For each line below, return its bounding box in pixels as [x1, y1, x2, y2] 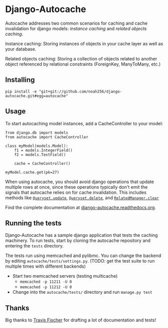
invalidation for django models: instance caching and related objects [5, 25, 147, 31]
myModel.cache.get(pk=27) [5, 170, 59, 175]
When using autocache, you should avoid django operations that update [5, 179, 154, 185]
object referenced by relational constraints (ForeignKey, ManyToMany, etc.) [5, 61, 161, 67]
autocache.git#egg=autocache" [5, 93, 69, 99]
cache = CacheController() [14, 161, 71, 166]
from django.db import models [5, 130, 69, 135]
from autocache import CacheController [5, 134, 89, 139]
